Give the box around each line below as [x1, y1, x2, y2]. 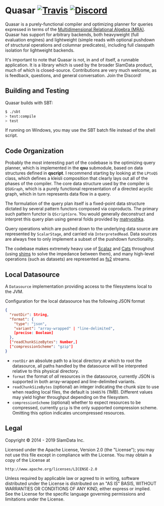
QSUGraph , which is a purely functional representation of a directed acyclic [5, 186, 153, 192]
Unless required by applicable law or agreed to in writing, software [5, 475, 140, 481]
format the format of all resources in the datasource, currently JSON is [12, 373, 155, 379]
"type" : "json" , [14, 321, 47, 326]
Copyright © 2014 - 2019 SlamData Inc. [5, 437, 85, 443]
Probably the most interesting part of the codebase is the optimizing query [5, 160, 156, 166]
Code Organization [5, 146, 64, 155]
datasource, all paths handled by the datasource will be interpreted [12, 363, 148, 368]
